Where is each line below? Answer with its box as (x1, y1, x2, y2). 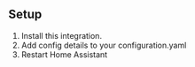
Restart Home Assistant (20, 48, 108, 60)
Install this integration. (20, 30, 103, 41)
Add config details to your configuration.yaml (20, 40, 187, 50)
